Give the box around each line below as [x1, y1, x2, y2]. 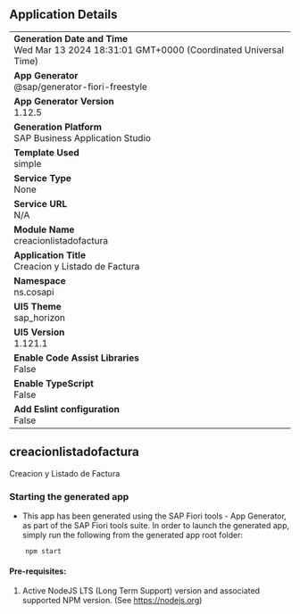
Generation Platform [13, 120, 103, 133]
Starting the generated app [9, 490, 129, 502]
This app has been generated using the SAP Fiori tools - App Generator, [21, 510, 287, 521]
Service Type [13, 171, 71, 184]
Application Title [13, 249, 87, 261]
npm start [25, 546, 62, 556]
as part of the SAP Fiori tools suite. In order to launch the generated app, [21, 519, 290, 530]
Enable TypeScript [13, 377, 94, 389]
